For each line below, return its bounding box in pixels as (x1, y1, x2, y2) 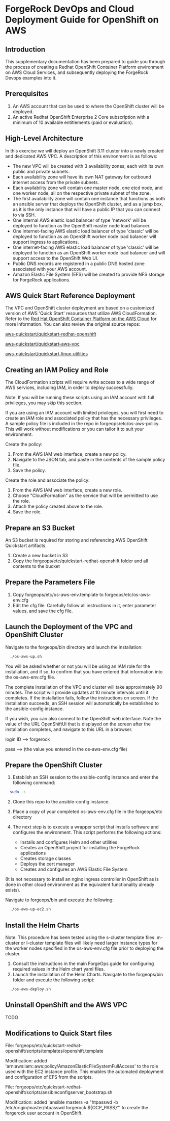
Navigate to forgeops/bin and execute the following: (5, 897, 114, 903)
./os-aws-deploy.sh (10, 986, 51, 992)
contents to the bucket (12, 563, 60, 569)
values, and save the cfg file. (12, 608, 73, 614)
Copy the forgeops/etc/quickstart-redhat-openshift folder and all (12, 558, 148, 564)
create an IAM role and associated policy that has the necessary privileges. (5, 415, 162, 421)
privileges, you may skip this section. (5, 400, 83, 406)
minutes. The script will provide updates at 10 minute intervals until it (5, 689, 149, 695)
